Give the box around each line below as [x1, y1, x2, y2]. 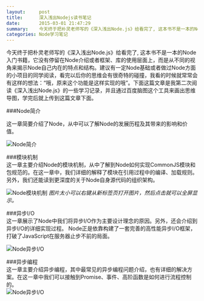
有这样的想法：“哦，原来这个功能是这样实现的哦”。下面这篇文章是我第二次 [6, 79, 192, 87]
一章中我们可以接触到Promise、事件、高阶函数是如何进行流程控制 [27, 274, 192, 281]
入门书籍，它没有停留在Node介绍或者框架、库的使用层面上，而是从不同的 [6, 56, 190, 64]
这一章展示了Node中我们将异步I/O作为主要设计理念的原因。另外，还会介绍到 [6, 217, 198, 225]
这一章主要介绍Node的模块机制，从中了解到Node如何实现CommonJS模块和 [6, 161, 196, 169]
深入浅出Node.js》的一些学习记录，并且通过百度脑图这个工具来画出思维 [16, 87, 196, 94]
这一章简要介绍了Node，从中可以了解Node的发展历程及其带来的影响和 [6, 120, 183, 127]
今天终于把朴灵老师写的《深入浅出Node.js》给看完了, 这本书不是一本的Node [6, 49, 197, 56]
